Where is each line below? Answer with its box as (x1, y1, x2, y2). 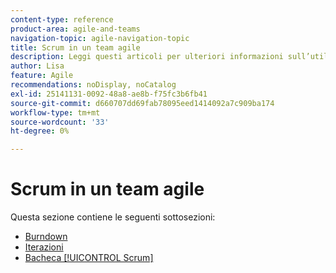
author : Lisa (10, 61, 65, 71)
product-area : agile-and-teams (10, 24, 141, 34)
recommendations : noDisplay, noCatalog (10, 80, 177, 90)
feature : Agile (10, 71, 74, 81)
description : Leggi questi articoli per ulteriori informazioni (10, 52, 284, 62)
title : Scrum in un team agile (10, 42, 141, 53)
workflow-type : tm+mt (10, 107, 101, 118)
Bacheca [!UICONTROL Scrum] (24, 252, 154, 264)
